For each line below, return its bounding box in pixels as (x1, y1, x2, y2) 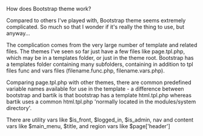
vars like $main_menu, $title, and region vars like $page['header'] (6, 123, 171, 129)
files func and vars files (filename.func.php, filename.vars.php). (6, 67, 165, 74)
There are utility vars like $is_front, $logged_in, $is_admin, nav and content (6, 116, 194, 123)
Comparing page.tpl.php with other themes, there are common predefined (6, 79, 192, 86)
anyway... (6, 30, 30, 37)
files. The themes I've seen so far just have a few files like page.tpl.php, (6, 48, 185, 55)
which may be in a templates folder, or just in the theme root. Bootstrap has (6, 54, 194, 61)
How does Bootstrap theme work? (6, 5, 92, 12)
